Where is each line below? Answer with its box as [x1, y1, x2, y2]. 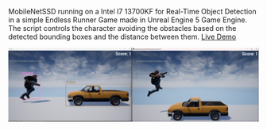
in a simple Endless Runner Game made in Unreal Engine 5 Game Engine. [8, 15, 248, 25]
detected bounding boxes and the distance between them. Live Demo [8, 32, 237, 41]
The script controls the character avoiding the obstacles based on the [8, 24, 237, 32]
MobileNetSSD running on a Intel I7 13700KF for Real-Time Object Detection [8, 7, 257, 16]
